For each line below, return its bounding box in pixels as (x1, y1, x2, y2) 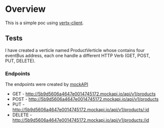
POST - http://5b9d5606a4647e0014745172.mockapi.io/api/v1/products (12, 96, 159, 102)
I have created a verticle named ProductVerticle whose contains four (5, 47, 145, 53)
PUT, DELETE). (5, 58, 36, 64)
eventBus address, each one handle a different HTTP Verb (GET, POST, (5, 52, 151, 58)
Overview (5, 3, 46, 15)
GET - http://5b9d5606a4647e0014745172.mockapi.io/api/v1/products (12, 91, 156, 97)
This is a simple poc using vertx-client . (5, 20, 84, 26)
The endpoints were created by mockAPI (5, 82, 88, 87)
